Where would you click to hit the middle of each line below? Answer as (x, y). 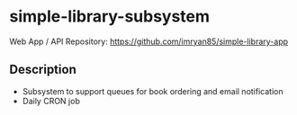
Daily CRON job (51, 101)
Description (43, 70)
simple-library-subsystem (109, 17)
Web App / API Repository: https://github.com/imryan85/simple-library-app (149, 41)
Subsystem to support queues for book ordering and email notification (153, 91)
